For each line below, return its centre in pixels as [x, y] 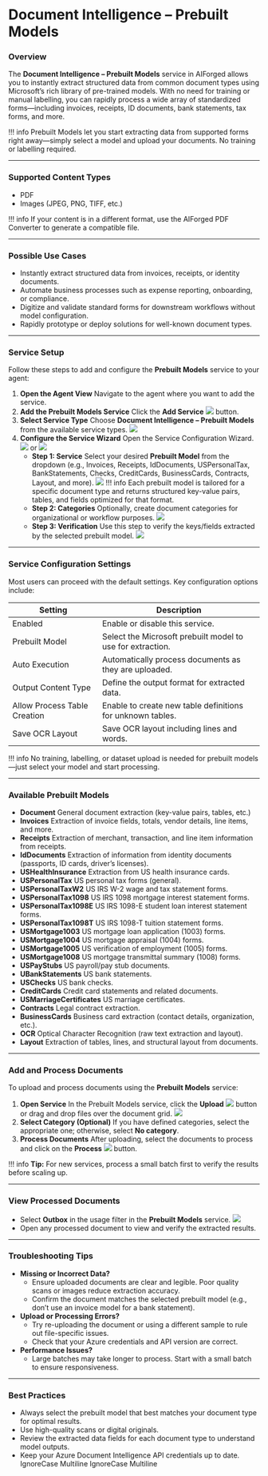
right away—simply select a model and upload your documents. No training [132, 141]
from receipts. [43, 846]
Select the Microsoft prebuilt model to [173, 636]
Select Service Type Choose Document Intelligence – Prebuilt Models [137, 420]
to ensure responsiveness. [75, 1367]
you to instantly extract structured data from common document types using [134, 82]
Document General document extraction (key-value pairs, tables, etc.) [135, 812]
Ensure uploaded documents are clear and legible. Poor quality [135, 1281]
